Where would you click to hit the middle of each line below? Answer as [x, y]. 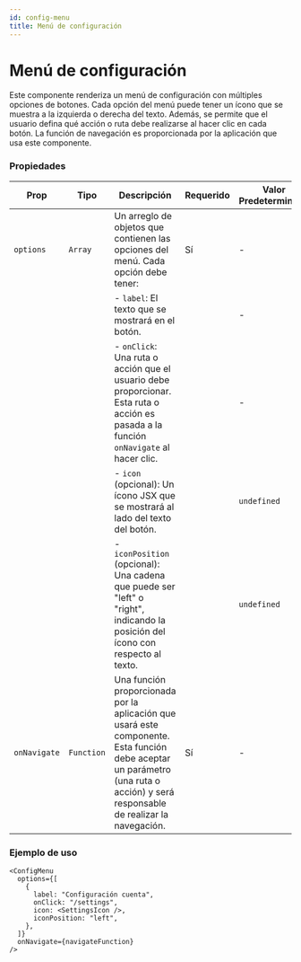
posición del [140, 631]
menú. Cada [140, 260]
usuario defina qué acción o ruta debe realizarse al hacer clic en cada [138, 124]
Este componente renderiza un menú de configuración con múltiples [136, 95]
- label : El [136, 297]
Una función [140, 679]
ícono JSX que [145, 495]
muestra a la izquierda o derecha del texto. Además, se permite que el [139, 114]
